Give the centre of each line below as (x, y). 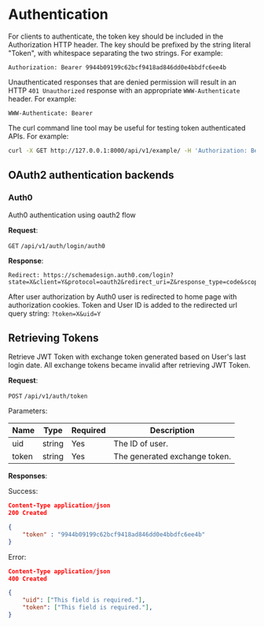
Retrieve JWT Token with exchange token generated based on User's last (127, 357)
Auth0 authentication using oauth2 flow (72, 215)
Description (172, 431)
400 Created (27, 579)
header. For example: (42, 98)
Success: (23, 491)
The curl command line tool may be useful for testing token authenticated (127, 128)
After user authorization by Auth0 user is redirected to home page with (123, 296)
